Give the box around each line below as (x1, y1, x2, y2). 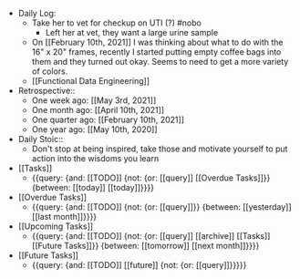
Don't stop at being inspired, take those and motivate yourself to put (31, 143, 288, 154)
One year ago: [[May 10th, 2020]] (31, 124, 158, 135)
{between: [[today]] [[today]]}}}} (31, 182, 155, 192)
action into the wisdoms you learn (31, 153, 160, 163)
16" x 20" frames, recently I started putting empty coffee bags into (31, 46, 282, 57)
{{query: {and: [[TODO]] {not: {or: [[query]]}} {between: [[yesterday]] (31, 201, 292, 212)
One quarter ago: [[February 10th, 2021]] (31, 114, 185, 125)
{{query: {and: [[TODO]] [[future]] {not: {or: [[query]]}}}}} (31, 260, 247, 270)
